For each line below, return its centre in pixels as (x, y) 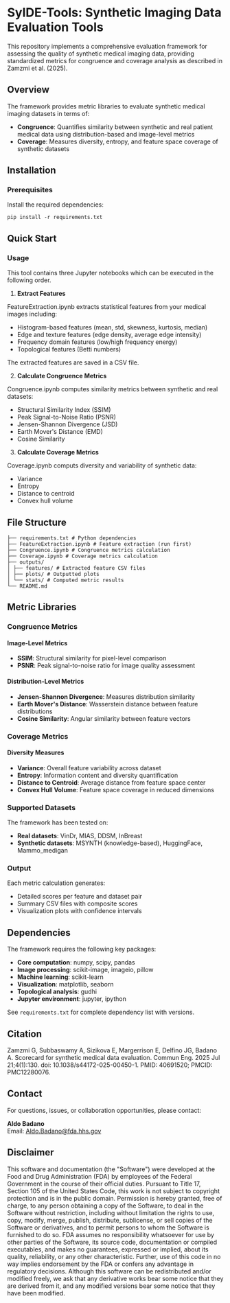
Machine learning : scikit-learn (60, 977)
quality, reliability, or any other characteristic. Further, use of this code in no (114, 1256)
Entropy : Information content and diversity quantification (97, 775)
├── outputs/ (26, 562)
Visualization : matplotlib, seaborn (65, 984)
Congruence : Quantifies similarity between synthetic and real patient (115, 127)
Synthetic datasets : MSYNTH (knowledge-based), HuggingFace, (110, 843)
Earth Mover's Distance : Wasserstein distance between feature (107, 704)
